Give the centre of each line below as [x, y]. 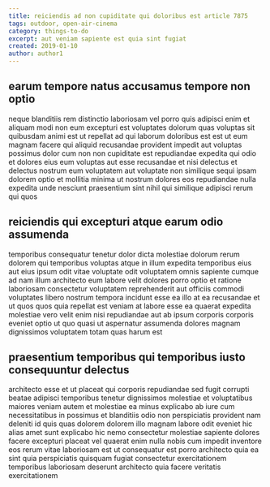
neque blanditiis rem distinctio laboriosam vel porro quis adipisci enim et [129, 119]
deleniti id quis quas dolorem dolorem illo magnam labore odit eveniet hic [131, 424]
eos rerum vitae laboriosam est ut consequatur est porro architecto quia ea [134, 450]
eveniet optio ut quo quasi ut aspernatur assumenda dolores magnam [124, 323]
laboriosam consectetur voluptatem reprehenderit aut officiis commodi [126, 288]
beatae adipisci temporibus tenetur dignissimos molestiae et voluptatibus [131, 398]
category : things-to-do [49, 31]
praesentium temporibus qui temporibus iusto [127, 358]
